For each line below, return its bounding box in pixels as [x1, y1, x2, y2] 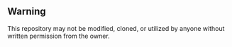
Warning [7, 6, 46, 18]
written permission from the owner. [7, 32, 110, 40]
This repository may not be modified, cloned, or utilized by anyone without [7, 24, 225, 32]
